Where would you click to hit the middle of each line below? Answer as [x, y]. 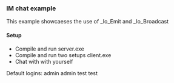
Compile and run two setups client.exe [63, 55]
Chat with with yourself [44, 61]
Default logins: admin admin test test [52, 73]
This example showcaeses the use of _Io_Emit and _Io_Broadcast [88, 22]
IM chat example [31, 8]
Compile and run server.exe [50, 49]
